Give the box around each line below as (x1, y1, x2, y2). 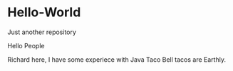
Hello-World (7, 4, 81, 21)
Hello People (7, 41, 45, 50)
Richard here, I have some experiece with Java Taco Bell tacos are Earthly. (7, 55, 227, 64)
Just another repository (7, 28, 77, 36)
